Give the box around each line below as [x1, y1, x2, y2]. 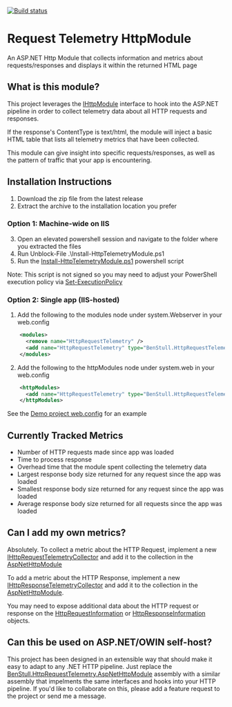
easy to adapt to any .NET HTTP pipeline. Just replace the [7, 662, 173, 670]
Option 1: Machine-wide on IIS [7, 219, 110, 229]
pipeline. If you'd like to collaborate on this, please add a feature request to [7, 684, 220, 692]
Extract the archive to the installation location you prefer [17, 202, 177, 210]
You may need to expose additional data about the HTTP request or [7, 602, 199, 610]
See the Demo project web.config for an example [7, 410, 147, 418]
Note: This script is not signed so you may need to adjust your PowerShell [7, 270, 217, 279]
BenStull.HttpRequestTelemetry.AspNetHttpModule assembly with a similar [7, 670, 221, 678]
